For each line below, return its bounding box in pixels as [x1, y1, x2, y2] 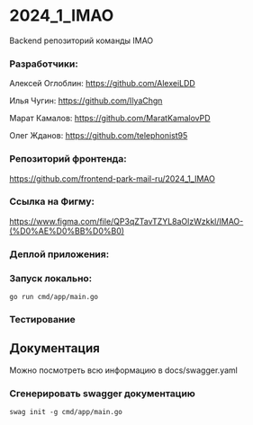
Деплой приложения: [9, 248, 110, 261]
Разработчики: [9, 58, 78, 70]
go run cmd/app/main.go [9, 293, 99, 302]
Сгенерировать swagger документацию [9, 387, 195, 400]
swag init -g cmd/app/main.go [9, 408, 123, 417]
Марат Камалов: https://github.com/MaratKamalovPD [9, 113, 211, 124]
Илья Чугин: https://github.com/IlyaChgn [9, 95, 163, 106]
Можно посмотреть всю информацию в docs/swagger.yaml [9, 365, 239, 376]
